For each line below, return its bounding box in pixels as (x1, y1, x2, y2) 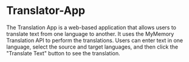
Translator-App (6, 4, 86, 18)
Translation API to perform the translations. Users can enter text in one (6, 36, 184, 44)
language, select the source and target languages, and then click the (6, 43, 178, 50)
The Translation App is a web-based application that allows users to (6, 24, 176, 31)
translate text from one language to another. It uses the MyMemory (6, 30, 174, 37)
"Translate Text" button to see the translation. (6, 49, 120, 57)
